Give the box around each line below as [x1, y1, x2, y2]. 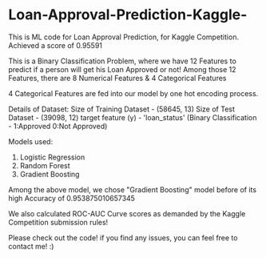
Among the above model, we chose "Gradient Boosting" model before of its [8, 184, 257, 194]
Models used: [8, 136, 54, 146]
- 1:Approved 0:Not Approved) [8, 121, 108, 131]
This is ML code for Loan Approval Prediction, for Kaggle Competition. [8, 32, 240, 42]
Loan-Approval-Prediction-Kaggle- [8, 6, 248, 24]
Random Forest [19, 160, 70, 170]
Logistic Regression [19, 152, 85, 162]
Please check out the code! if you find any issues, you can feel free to [8, 232, 238, 242]
